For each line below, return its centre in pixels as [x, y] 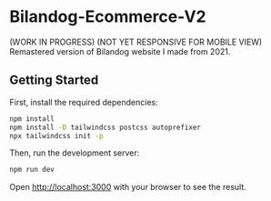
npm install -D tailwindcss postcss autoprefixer [105, 127]
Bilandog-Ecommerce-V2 [108, 17]
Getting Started [54, 80]
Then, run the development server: [75, 153]
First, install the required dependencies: [84, 102]
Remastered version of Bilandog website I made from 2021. [120, 51]
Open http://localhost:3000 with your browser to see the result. [128, 187]
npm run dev [32, 170]
